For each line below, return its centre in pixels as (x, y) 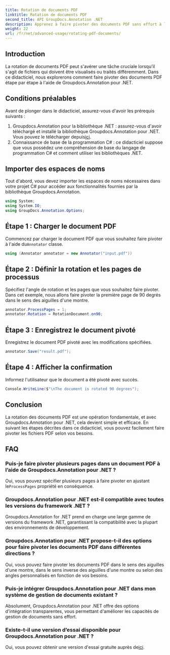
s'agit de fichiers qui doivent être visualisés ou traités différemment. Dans (82, 72)
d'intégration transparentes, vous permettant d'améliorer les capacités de (82, 611)
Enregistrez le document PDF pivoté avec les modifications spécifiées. (79, 342)
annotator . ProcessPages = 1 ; (36, 309)
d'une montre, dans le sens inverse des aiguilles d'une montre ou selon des (84, 570)
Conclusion (24, 405)
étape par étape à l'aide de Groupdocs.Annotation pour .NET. (69, 82)
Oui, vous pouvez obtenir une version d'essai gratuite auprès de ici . (75, 647)
